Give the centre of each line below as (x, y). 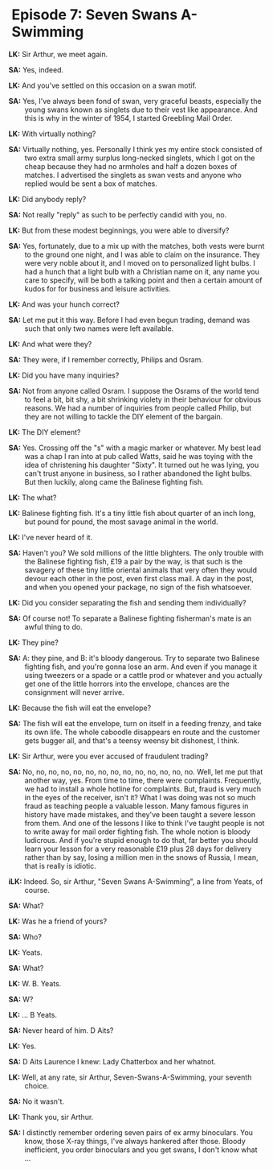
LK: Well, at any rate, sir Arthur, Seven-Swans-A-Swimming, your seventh (130, 1077)
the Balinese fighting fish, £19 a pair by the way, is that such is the (133, 561)
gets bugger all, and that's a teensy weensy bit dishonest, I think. (132, 740)
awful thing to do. (53, 626)
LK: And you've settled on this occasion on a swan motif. (103, 85)
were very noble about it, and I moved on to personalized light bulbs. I (140, 262)
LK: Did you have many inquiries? (64, 375)
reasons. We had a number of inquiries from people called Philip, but (138, 407)
